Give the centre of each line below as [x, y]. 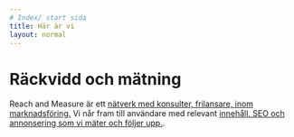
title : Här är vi [42, 26]
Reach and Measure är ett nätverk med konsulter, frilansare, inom [132, 104]
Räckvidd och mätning [95, 79]
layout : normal [38, 34]
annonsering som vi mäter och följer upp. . [87, 123]
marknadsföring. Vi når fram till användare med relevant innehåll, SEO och [147, 114]
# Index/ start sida [48, 18]
